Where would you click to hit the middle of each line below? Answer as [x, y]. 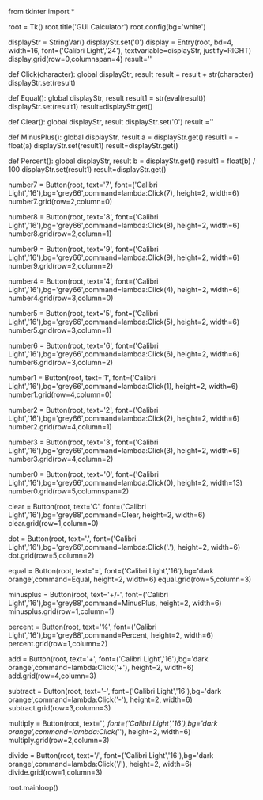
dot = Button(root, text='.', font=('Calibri [72, 539]
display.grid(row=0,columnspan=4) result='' [80, 59]
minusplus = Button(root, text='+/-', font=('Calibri [88, 594]
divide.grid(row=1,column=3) [55, 772]
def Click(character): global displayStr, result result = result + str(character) [131, 74]
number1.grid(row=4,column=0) [60, 394]
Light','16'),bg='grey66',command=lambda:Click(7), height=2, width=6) [124, 193]
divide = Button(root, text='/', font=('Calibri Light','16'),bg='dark [111, 755]
